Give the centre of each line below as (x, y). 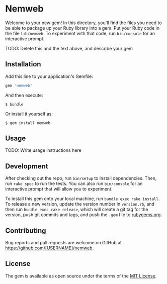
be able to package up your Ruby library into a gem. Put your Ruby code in (82, 28)
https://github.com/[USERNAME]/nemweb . (50, 248)
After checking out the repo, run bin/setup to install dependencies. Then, (81, 178)
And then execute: (24, 95)
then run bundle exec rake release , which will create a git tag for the (77, 210)
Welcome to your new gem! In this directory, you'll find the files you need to (83, 23)
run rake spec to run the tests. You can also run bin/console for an (74, 183)
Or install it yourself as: (29, 114)
